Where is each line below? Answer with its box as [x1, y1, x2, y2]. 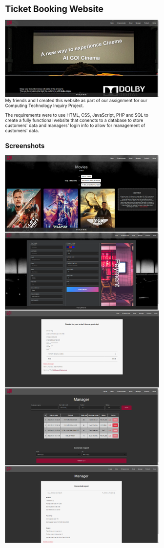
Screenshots [5, 142, 45, 150]
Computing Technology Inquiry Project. [5, 103, 84, 108]
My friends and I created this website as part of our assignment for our [5, 97, 147, 103]
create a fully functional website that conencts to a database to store [5, 117, 143, 123]
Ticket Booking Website [5, 3, 104, 15]
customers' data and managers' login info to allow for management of [5, 122, 145, 128]
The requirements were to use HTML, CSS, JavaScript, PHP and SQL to [5, 112, 149, 118]
